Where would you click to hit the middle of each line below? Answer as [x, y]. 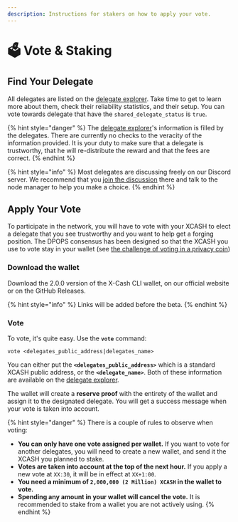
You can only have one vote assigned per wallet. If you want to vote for [123, 444]
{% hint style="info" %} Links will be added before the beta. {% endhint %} [117, 304]
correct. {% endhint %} [42, 158]
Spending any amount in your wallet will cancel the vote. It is [109, 497]
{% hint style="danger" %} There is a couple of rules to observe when [110, 423]
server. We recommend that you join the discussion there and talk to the [113, 179]
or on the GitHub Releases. [47, 291]
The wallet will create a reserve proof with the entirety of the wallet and [113, 394]
